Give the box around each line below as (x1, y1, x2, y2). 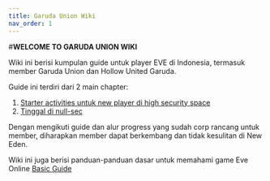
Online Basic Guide (8, 163, 72, 173)
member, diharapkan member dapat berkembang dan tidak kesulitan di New (8, 131, 263, 140)
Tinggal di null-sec (19, 106, 84, 116)
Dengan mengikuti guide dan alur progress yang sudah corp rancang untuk (8, 122, 260, 131)
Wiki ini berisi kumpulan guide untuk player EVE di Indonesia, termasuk (8, 58, 246, 67)
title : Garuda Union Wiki (8, 11, 96, 20)
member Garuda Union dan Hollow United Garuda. (8, 66, 177, 75)
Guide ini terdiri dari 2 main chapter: (8, 82, 129, 92)
